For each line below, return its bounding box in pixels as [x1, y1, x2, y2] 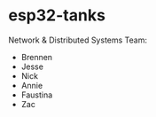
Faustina [20, 90, 53, 100]
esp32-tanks [8, 5, 105, 26]
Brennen [20, 51, 53, 62]
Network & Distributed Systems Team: [8, 35, 148, 45]
